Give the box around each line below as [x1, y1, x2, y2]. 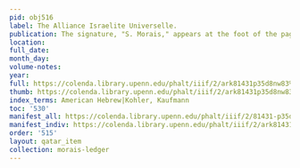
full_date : [9, 46, 50, 55]
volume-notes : [9, 63, 62, 72]
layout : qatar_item [9, 137, 82, 146]
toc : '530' [9, 104, 50, 113]
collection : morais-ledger [9, 145, 110, 154]
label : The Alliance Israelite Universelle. [9, 21, 178, 30]
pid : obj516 [9, 12, 54, 22]
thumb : [9, 87, 34, 96]
